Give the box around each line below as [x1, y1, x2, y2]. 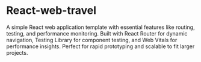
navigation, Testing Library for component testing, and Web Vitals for [6, 36, 178, 43]
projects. [6, 49, 28, 56]
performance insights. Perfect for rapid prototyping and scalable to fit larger [6, 43, 195, 50]
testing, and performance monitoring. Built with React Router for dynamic [6, 29, 188, 37]
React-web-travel [6, 4, 97, 17]
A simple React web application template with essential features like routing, [6, 23, 195, 31]
